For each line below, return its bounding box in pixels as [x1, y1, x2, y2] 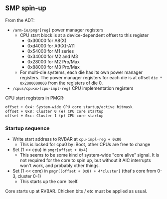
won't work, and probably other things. [19, 163, 100, 169]
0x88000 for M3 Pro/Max [27, 64, 80, 70]
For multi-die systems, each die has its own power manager [19, 69, 143, 75]
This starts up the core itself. [19, 179, 79, 185]
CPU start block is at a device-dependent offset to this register [19, 32, 149, 38]
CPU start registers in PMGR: [5, 95, 65, 101]
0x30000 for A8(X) [27, 37, 67, 43]
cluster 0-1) [17, 173, 41, 179]
